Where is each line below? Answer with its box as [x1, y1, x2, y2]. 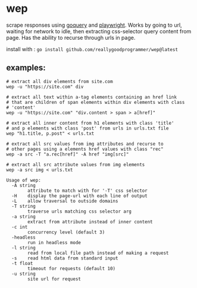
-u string [11, 271, 36, 277]
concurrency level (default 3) [27, 229, 105, 235]
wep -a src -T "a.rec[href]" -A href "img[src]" [6, 151, 129, 157]
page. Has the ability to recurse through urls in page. [6, 34, 136, 41]
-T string [11, 203, 36, 209]
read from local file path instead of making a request [27, 250, 169, 256]
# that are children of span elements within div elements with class [6, 99, 185, 105]
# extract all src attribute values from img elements [6, 162, 145, 167]
